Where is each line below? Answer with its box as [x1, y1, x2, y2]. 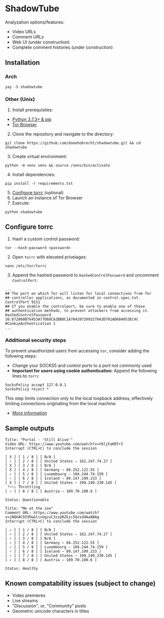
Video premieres [12, 592, 46, 598]
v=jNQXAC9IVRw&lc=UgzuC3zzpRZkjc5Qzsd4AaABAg [5, 515, 99, 519]
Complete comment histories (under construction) [12, 44, 113, 50]
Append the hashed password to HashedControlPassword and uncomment [12, 272, 159, 278]
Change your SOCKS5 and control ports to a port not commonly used [12, 362, 152, 368]
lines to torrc [12, 373, 39, 379]
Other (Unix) [5, 96, 35, 103]
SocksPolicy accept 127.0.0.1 [5, 383, 67, 387]
